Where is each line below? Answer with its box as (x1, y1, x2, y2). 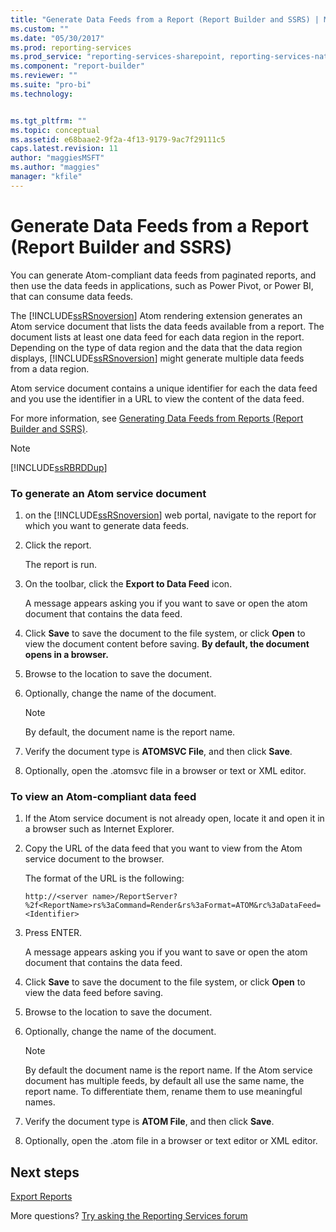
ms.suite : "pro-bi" (10, 80, 92, 90)
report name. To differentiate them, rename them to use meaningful (24, 1086, 303, 1098)
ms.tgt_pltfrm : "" (10, 116, 87, 126)
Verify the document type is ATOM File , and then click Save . (24, 1116, 275, 1128)
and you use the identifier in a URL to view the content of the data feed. (10, 392, 305, 405)
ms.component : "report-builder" (10, 61, 145, 71)
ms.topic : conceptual (10, 125, 101, 135)
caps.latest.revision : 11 (10, 144, 118, 154)
